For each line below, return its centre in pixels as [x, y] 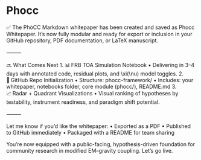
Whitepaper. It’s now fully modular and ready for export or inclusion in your [99, 34]
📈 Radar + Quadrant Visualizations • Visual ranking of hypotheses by [92, 93]
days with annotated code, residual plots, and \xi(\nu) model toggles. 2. [95, 74]
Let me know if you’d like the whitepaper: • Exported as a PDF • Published [99, 126]
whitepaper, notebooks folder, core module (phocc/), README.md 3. [91, 86]
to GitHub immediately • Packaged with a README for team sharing [91, 132]
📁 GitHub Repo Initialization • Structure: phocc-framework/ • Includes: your [100, 80]
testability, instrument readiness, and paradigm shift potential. [83, 102]
